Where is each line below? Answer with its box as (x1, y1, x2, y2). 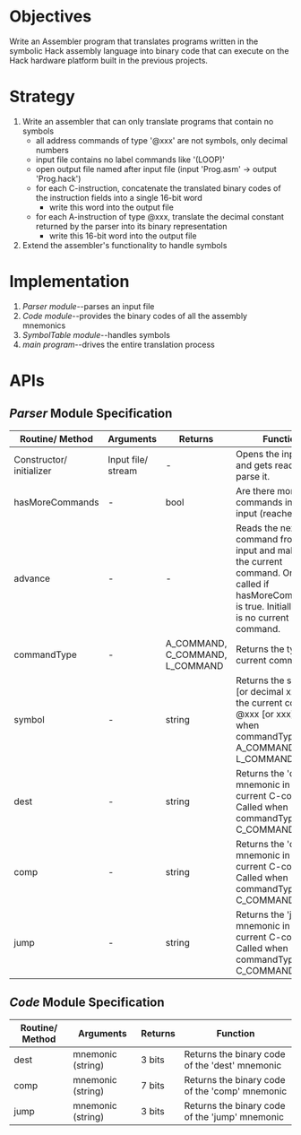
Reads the (236, 522, 279, 534)
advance (13, 572, 51, 585)
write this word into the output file (48, 202, 175, 212)
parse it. (236, 470, 271, 482)
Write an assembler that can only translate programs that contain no (21, 116, 274, 126)
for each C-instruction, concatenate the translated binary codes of (35, 182, 281, 194)
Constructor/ (13, 453, 67, 465)
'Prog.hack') (35, 173, 82, 184)
